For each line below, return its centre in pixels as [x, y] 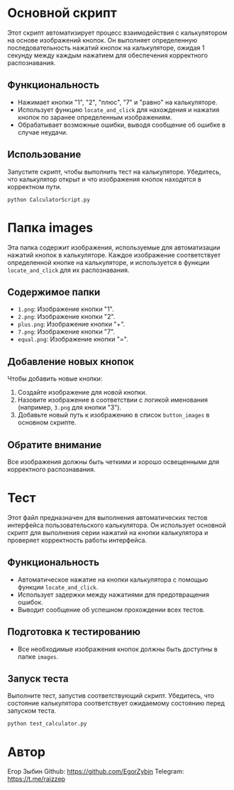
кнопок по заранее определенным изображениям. [95, 117]
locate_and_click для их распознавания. [68, 270]
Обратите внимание [55, 445]
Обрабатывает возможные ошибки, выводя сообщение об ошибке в [121, 125]
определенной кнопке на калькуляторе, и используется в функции [108, 262]
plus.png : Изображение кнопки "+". [71, 325]
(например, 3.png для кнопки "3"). [69, 407]
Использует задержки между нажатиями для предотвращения [113, 594]
